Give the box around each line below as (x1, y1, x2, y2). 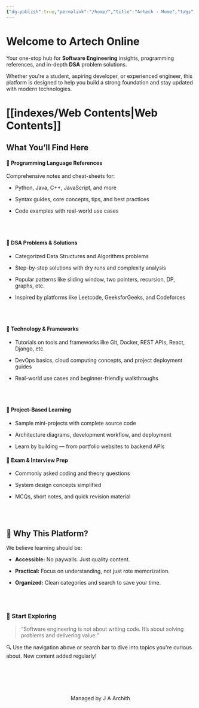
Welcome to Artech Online (6, 34, 140, 48)
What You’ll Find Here (6, 143, 88, 153)
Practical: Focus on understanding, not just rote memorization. (14, 567, 170, 574)
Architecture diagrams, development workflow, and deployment (14, 431, 172, 438)
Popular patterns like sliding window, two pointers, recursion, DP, (14, 276, 175, 283)
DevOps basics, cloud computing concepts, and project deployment (14, 356, 183, 364)
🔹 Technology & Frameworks (6, 325, 79, 332)
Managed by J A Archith (71, 695, 130, 702)
